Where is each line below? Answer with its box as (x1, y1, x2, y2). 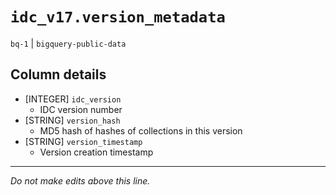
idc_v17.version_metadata (10, 8, 226, 27)
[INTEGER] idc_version (24, 93, 122, 105)
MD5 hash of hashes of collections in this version (39, 124, 243, 137)
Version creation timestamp (39, 146, 154, 158)
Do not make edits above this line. (10, 174, 151, 187)
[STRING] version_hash (24, 114, 121, 126)
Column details (10, 66, 107, 83)
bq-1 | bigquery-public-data (10, 37, 127, 49)
